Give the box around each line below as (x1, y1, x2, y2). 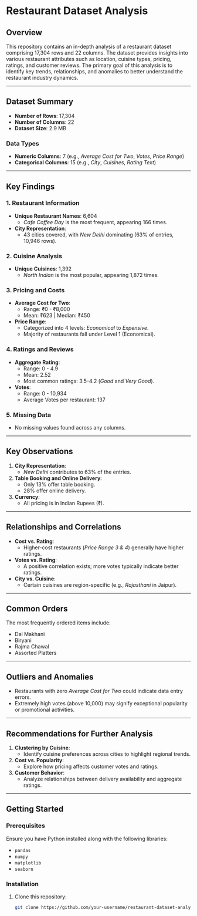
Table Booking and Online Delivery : (14, 474, 103, 482)
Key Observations (6, 447, 73, 457)
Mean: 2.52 (23, 371, 51, 378)
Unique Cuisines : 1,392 (14, 265, 72, 272)
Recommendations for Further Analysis (6, 729, 154, 739)
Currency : (14, 493, 40, 500)
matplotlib (14, 860, 42, 866)
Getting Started (6, 804, 64, 814)
